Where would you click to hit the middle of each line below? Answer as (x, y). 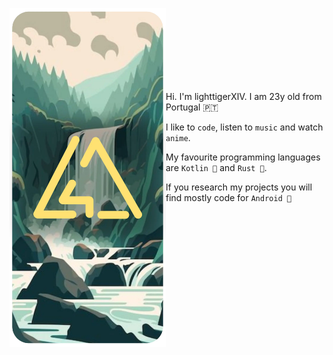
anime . (178, 137)
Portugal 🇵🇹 (192, 107)
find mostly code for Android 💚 (228, 197)
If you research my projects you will (239, 187)
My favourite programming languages (243, 157)
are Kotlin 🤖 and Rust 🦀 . (216, 167)
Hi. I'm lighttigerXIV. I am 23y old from (243, 96)
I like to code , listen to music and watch (244, 127)
